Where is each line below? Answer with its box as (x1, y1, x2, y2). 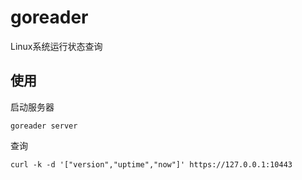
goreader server (10, 121, 78, 131)
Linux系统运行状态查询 (10, 40, 103, 52)
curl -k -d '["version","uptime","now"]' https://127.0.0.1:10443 (10, 159, 293, 170)
